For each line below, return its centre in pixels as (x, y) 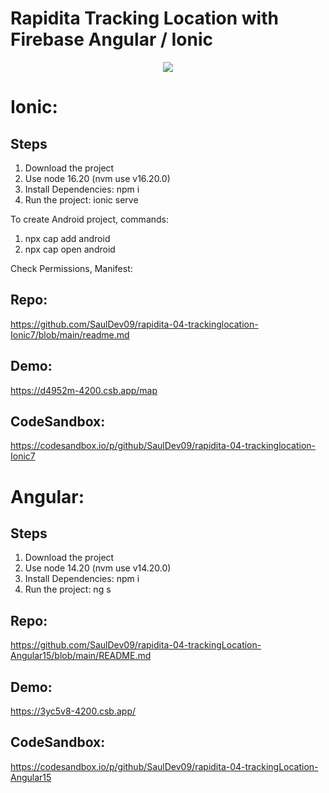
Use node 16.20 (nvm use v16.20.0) (97, 178)
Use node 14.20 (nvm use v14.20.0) (98, 568)
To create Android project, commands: (90, 219)
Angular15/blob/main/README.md (81, 656)
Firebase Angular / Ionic (111, 39)
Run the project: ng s (68, 589)
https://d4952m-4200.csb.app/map (84, 390)
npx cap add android (67, 238)
